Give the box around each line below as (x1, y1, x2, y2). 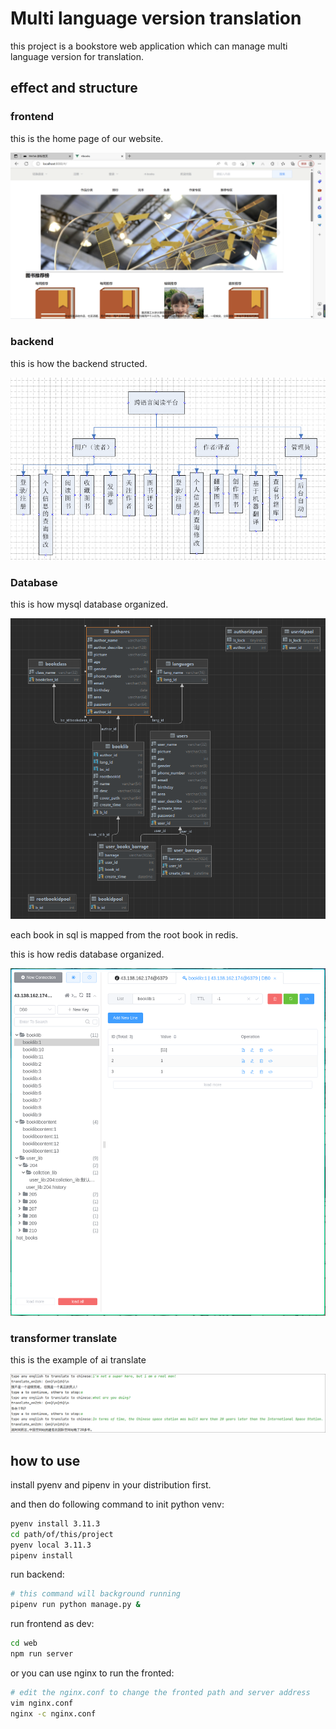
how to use (10, 1452, 81, 1469)
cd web (10, 1638, 38, 1649)
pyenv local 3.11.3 (10, 1540, 92, 1550)
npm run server (10, 1649, 74, 1659)
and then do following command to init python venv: (10, 1498, 225, 1510)
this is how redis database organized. (10, 948, 165, 960)
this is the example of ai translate (10, 1354, 147, 1366)
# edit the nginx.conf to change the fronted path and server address (10, 1687, 311, 1697)
